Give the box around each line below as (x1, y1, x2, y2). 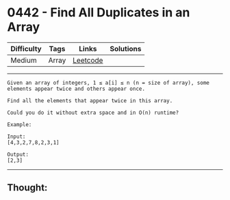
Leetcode (73, 55, 103, 65)
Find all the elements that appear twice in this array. (7, 97, 173, 104)
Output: (7, 151, 29, 158)
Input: (7, 133, 26, 140)
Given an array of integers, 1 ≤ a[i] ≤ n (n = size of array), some (7, 79, 210, 86)
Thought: (7, 182, 48, 194)
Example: (7, 121, 32, 128)
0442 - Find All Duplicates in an (7, 5, 190, 20)
